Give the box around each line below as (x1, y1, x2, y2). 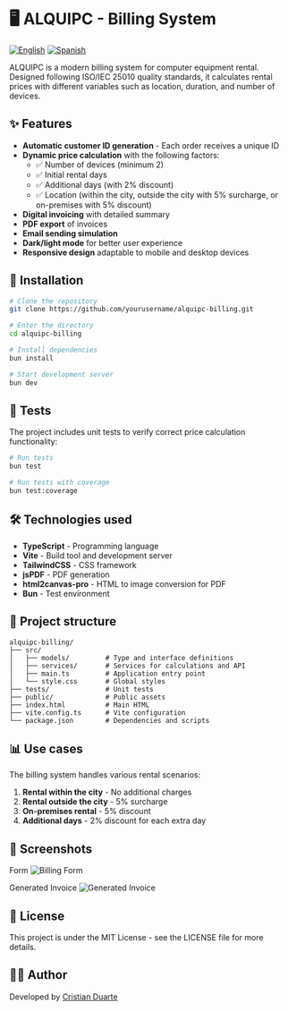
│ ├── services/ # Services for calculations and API (9, 661, 246, 670)
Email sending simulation (21, 227, 118, 239)
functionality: (9, 437, 58, 447)
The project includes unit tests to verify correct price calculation (9, 427, 246, 438)
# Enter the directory (9, 321, 94, 330)
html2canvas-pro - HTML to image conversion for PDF (21, 578, 226, 589)
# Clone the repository (9, 296, 98, 306)
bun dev (9, 378, 38, 387)
